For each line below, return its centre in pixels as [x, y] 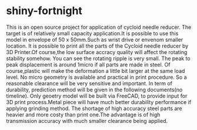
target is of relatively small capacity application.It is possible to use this [92, 33]
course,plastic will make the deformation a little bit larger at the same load [96, 71]
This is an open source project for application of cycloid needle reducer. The [99, 27]
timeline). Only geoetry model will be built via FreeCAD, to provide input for [97, 96]
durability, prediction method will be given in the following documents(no [94, 89]
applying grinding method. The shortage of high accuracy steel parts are [94, 108]
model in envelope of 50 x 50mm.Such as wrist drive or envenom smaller [95, 39]
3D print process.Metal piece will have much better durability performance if [99, 102]
